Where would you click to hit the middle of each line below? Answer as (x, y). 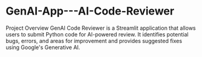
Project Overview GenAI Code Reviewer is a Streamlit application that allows (101, 28)
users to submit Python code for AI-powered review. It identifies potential (97, 34)
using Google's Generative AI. (43, 47)
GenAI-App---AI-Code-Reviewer (90, 11)
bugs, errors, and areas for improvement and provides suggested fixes (94, 41)
